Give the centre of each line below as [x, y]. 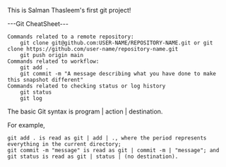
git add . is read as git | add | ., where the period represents [107, 138]
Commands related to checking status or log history [87, 86]
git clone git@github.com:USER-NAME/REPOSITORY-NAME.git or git [117, 43]
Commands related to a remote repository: [71, 37]
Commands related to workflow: [53, 61]
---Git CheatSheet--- [38, 24]
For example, [26, 125]
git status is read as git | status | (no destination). [93, 156]
